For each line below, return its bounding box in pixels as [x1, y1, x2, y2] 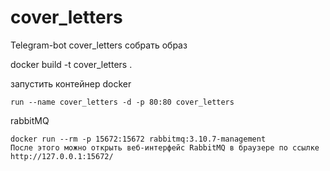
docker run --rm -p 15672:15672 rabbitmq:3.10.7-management [10, 134, 267, 144]
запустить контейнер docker [10, 77, 132, 90]
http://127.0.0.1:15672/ [10, 151, 114, 161]
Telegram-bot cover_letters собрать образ [10, 39, 188, 51]
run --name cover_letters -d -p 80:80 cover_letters [10, 97, 235, 107]
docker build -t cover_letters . [10, 58, 133, 70]
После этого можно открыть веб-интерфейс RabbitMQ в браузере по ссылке [10, 142, 320, 153]
